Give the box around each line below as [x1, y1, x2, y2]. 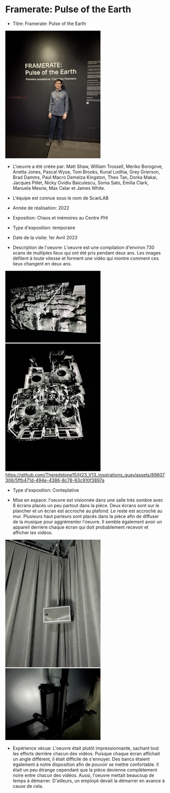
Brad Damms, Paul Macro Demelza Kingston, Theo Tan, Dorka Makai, [12, 174, 158, 180]
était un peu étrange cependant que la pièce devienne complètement [12, 766, 157, 773]
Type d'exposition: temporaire [12, 225, 76, 231]
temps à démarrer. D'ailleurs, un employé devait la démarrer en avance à [12, 777, 165, 784]
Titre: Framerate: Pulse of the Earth [12, 20, 86, 27]
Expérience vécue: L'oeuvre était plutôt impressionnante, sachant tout [12, 745, 159, 751]
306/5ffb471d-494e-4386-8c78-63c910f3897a [5, 477, 105, 483]
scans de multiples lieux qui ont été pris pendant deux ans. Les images [12, 250, 161, 256]
